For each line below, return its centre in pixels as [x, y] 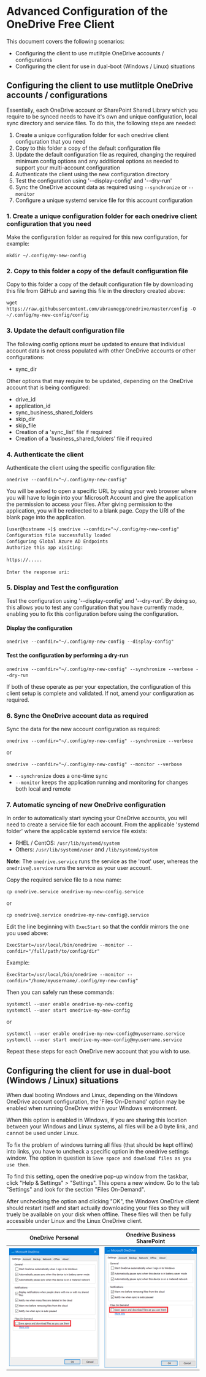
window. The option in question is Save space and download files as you [99, 1158]
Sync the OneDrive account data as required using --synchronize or [101, 187]
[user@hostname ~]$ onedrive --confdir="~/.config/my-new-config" [93, 529]
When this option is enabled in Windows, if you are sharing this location [97, 1120]
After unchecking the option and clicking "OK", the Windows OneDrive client [103, 1201]
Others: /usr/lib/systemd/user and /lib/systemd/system [86, 850]
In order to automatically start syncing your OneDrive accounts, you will [97, 818]
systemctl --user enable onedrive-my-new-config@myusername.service [96, 1034]
